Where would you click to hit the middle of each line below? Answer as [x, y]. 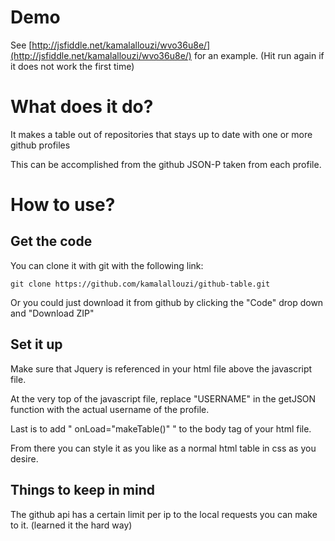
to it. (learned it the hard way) [71, 525]
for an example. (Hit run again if [259, 55]
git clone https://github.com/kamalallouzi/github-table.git [140, 284]
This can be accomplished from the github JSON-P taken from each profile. [166, 164]
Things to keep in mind [83, 490]
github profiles [40, 145]
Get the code [51, 241]
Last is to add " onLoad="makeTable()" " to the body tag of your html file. [161, 428]
